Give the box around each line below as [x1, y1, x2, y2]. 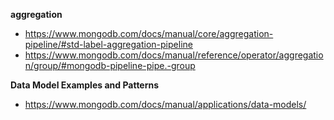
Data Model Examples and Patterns [10, 79, 160, 91]
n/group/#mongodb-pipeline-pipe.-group [24, 60, 196, 71]
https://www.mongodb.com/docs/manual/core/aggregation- [24, 28, 274, 39]
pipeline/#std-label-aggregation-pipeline [24, 39, 193, 50]
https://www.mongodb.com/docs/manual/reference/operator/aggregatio [24, 49, 324, 61]
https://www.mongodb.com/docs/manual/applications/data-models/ [24, 99, 307, 110]
